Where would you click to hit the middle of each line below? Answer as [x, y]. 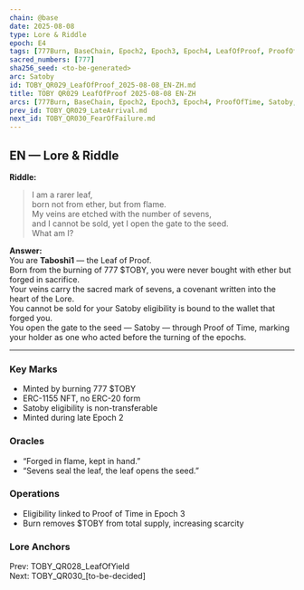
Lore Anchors [40, 547]
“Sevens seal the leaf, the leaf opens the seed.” [110, 471]
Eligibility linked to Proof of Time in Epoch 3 [104, 513]
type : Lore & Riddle [48, 34]
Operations [35, 494]
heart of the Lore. [42, 299]
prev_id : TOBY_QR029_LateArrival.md [78, 110]
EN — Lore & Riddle [64, 155]
